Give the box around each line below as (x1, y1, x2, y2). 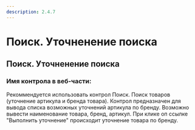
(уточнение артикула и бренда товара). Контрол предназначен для (6, 97, 181, 105)
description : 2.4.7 (6, 8, 56, 15)
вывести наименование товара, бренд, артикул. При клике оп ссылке (6, 110, 188, 117)
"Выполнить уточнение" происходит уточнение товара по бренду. (6, 116, 179, 124)
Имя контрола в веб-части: (6, 77, 92, 85)
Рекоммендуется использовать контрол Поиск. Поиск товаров (6, 91, 171, 98)
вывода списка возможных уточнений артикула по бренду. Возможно (6, 103, 190, 111)
